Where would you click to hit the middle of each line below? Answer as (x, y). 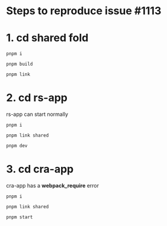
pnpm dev (17, 146)
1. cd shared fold (47, 38)
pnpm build (20, 64)
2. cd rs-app (37, 98)
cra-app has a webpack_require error (53, 185)
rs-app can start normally (37, 114)
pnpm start (20, 217)
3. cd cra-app (40, 169)
